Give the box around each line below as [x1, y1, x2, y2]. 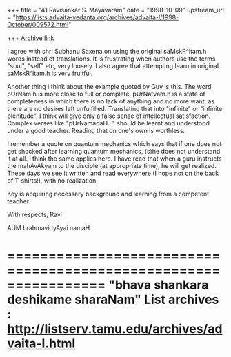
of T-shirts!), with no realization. [7, 176, 98, 185]
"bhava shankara [108, 277, 209, 293]
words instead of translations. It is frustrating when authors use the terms [7, 54, 216, 63]
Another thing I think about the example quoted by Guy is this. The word [7, 83, 212, 90]
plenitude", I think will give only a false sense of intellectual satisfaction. [7, 112, 211, 120]
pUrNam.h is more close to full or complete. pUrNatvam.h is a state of [7, 90, 205, 98]
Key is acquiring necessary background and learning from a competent [7, 190, 210, 198]
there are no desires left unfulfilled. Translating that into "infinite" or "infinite [7, 105, 223, 112]
